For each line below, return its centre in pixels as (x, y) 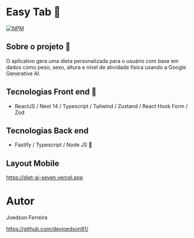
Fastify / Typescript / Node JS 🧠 (53, 145)
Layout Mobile (33, 163)
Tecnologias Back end (48, 131)
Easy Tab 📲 (33, 12)
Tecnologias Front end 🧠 (51, 92)
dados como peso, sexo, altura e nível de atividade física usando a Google (96, 67)
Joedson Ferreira (27, 217)
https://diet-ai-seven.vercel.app (45, 177)
